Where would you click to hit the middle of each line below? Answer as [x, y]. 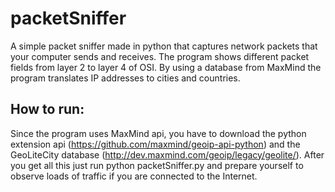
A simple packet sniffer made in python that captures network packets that [164, 46]
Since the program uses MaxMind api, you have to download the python [158, 133]
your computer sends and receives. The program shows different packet [160, 56]
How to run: [47, 109]
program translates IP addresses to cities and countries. [125, 78]
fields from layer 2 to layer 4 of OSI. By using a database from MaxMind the [166, 67]
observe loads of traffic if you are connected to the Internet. [134, 176]
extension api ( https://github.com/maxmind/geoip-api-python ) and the [155, 144]
